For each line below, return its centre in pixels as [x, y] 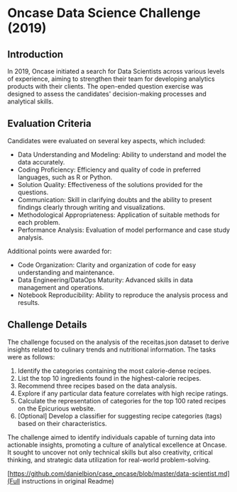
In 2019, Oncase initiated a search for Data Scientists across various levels [116, 71]
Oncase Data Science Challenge [104, 13]
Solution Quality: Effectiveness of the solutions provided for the [110, 184]
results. [29, 302]
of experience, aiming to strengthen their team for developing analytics [111, 79]
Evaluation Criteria [49, 124]
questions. [33, 192]
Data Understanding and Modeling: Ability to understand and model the [122, 155]
